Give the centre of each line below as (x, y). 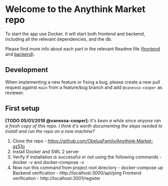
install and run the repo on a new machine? (50, 131)
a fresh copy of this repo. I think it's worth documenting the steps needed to (84, 126)
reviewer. (15, 92)
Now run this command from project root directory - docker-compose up (88, 167)
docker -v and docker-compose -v (48, 162)
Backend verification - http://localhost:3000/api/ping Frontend (77, 173)
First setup (23, 109)
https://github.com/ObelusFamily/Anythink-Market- (100, 141)
